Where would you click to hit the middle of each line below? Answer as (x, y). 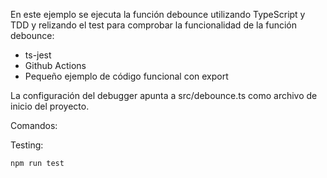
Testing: (27, 145)
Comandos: (34, 125)
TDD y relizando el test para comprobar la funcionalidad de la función (154, 25)
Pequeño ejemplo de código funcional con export (126, 76)
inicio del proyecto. (50, 106)
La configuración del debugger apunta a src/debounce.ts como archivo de (164, 95)
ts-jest (38, 55)
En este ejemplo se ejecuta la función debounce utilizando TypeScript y (158, 14)
